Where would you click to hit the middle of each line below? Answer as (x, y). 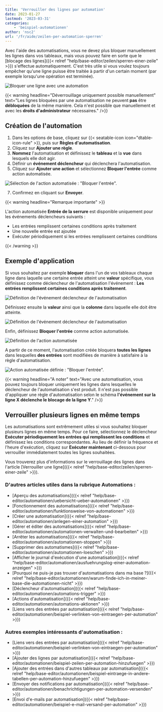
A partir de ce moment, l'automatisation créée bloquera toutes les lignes (78, 350)
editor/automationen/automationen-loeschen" (58, 552)
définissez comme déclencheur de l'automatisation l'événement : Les (75, 283)
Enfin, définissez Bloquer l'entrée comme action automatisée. (67, 331)
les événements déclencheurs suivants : (45, 216)
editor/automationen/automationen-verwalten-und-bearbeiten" (75, 531)
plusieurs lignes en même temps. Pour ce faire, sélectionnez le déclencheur (81, 432)
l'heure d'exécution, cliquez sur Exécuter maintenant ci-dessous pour (76, 447)
